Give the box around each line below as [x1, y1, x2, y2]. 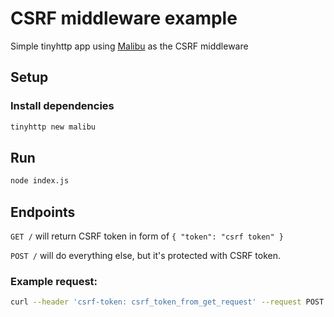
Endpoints [10, 203, 76, 221]
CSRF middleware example [10, 7, 238, 30]
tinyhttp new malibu [10, 122, 97, 132]
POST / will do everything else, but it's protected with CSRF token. [10, 250, 282, 261]
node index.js [10, 176, 70, 186]
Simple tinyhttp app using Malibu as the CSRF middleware [10, 40, 249, 52]
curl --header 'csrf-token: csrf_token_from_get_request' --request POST [10, 297, 325, 307]
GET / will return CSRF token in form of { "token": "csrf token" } [10, 230, 285, 242]
